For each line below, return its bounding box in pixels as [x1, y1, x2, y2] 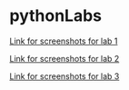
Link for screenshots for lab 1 [9, 35, 118, 46]
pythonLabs [9, 5, 103, 26]
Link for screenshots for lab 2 [9, 53, 120, 64]
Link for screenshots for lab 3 [9, 70, 120, 82]
